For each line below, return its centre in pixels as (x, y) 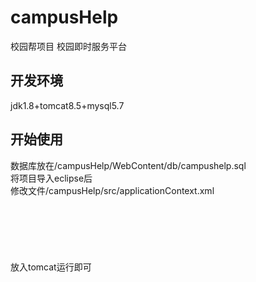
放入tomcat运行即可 (51, 267)
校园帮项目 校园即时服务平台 (68, 46)
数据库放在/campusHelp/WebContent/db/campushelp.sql (128, 165)
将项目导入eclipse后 (51, 178)
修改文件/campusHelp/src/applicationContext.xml (112, 190)
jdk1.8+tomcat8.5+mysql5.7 (67, 105)
